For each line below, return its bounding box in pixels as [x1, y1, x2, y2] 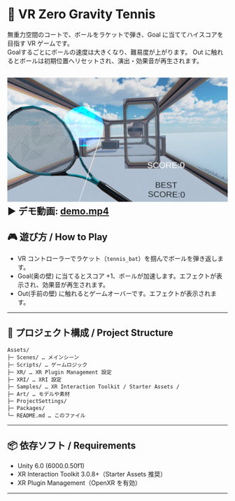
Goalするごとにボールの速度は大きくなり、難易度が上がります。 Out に [7, 48, 211, 56]
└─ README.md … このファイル [7, 412, 86, 419]
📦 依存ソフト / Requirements [7, 439, 136, 451]
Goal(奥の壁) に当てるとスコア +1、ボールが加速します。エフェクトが [17, 271, 217, 280]
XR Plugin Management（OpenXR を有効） [17, 479, 141, 487]
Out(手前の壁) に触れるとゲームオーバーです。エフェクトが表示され [17, 289, 211, 297]
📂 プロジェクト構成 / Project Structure [7, 327, 173, 339]
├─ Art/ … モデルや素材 [7, 391, 70, 398]
